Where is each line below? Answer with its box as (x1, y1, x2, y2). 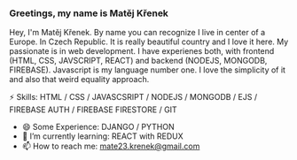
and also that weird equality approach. (9, 74, 150, 85)
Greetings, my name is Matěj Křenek (9, 7, 168, 19)
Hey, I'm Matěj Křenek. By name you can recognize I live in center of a (9, 27, 266, 38)
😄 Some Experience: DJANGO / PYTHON (21, 122, 175, 133)
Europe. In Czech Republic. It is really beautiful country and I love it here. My (9, 36, 289, 47)
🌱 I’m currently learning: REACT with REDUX (21, 131, 184, 141)
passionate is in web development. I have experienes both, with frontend (9, 46, 275, 57)
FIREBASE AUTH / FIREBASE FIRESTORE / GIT (9, 104, 177, 115)
